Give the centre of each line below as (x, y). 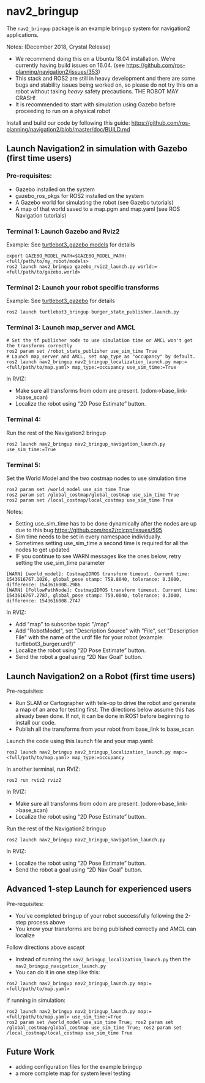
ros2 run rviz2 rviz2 (34, 780)
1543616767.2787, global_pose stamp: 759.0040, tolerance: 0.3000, (94, 596)
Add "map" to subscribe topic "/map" (62, 624)
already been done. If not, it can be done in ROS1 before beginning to (102, 716)
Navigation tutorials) (41, 215)
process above (47, 922)
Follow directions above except (46, 947)
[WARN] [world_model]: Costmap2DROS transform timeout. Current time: (98, 574)
